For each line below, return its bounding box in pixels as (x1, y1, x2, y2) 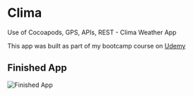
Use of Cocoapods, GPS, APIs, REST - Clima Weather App (7, 28, 177, 36)
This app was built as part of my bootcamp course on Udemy (7, 41, 186, 50)
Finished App (7, 62, 67, 74)
